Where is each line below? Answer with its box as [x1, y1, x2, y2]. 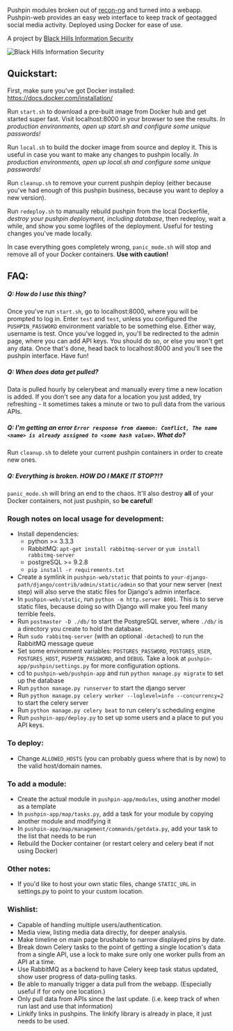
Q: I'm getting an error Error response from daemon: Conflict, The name [7, 423, 218, 431]
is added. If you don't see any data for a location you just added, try [7, 393, 202, 401]
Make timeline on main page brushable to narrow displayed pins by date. [17, 935, 226, 943]
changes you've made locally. [7, 229, 93, 238]
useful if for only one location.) [17, 987, 106, 995]
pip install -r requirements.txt [27, 567, 125, 574]
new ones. [7, 456, 37, 464]
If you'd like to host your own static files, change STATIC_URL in [17, 880, 196, 888]
